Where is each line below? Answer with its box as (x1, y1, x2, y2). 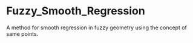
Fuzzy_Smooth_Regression (6, 4, 145, 18)
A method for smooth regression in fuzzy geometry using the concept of (6, 24, 188, 31)
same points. (6, 30, 39, 37)
